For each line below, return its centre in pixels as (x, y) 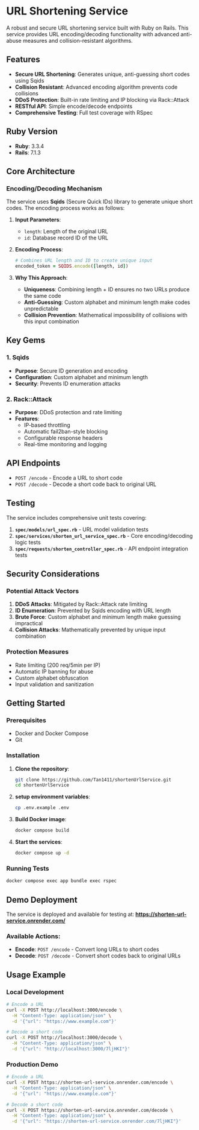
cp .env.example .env (42, 808)
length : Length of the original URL (66, 232)
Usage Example (36, 975)
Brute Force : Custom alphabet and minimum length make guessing (98, 617)
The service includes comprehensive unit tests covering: (76, 517)
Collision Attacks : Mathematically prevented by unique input (90, 630)
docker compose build (42, 830)
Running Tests (28, 868)
